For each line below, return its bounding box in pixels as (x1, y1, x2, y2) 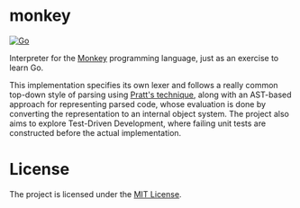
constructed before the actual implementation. (9, 127, 182, 138)
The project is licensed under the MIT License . (9, 188, 182, 199)
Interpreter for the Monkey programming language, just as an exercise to (9, 52, 279, 63)
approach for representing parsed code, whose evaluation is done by (9, 98, 267, 109)
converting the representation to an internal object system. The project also (9, 108, 290, 119)
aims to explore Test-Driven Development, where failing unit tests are (9, 118, 267, 129)
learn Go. (9, 62, 44, 73)
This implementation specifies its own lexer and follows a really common (9, 79, 278, 90)
